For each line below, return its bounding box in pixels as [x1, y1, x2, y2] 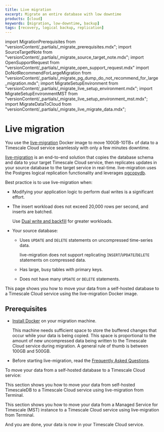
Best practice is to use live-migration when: [5, 180, 93, 185]
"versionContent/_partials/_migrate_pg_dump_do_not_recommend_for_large [5, 75, 159, 81]
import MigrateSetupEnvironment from [41, 80, 118, 86]
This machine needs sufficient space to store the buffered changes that [12, 327, 157, 333]
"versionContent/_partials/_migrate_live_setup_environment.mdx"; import [5, 86, 153, 91]
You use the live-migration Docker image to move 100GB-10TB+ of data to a [5, 140, 158, 146]
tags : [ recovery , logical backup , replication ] [5, 25, 104, 30]
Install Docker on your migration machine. [12, 318, 96, 323]
